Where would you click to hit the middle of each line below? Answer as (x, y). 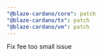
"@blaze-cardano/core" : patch (51, 14)
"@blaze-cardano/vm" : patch (48, 27)
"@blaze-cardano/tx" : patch (48, 20)
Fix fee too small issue (39, 47)
